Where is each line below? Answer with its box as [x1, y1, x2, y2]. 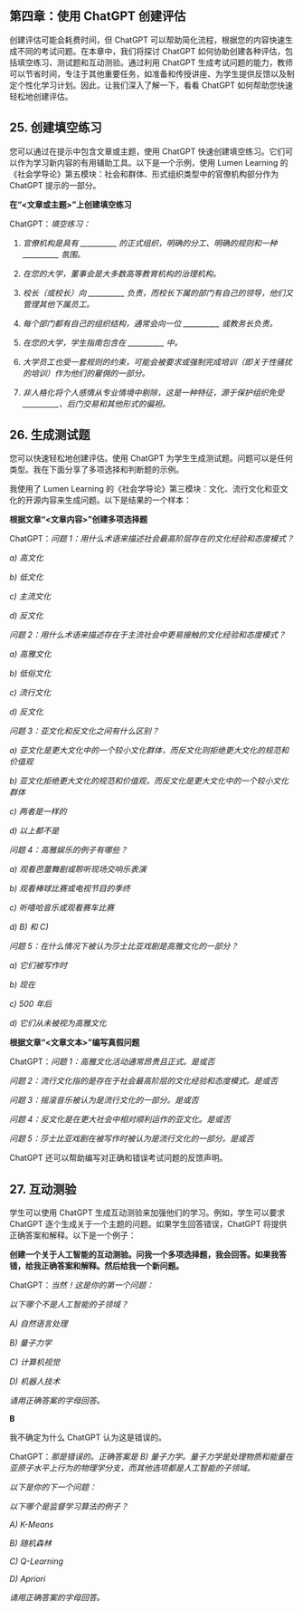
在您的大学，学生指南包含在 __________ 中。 [22, 337, 183, 348]
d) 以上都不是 [9, 825, 60, 836]
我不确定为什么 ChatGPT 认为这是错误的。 [9, 1432, 167, 1443]
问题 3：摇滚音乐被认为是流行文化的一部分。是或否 [9, 1095, 199, 1106]
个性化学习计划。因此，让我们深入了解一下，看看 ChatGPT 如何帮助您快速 [16, 80, 294, 91]
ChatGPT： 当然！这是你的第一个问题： [9, 1280, 155, 1290]
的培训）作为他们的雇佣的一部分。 [22, 368, 150, 379]
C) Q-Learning [9, 1556, 64, 1567]
